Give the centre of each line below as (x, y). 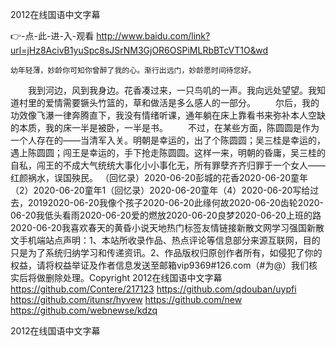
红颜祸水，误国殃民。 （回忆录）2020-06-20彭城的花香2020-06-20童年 (159, 177)
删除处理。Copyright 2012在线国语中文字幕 (133, 277)
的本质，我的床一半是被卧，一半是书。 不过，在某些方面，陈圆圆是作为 (165, 127)
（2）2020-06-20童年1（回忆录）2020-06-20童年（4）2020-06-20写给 (160, 190)
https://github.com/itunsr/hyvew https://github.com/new (126, 299)
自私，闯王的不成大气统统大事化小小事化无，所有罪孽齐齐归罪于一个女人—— (168, 165)
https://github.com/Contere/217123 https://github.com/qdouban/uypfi (153, 289)
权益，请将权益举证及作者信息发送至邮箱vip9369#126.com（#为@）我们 (159, 265)
